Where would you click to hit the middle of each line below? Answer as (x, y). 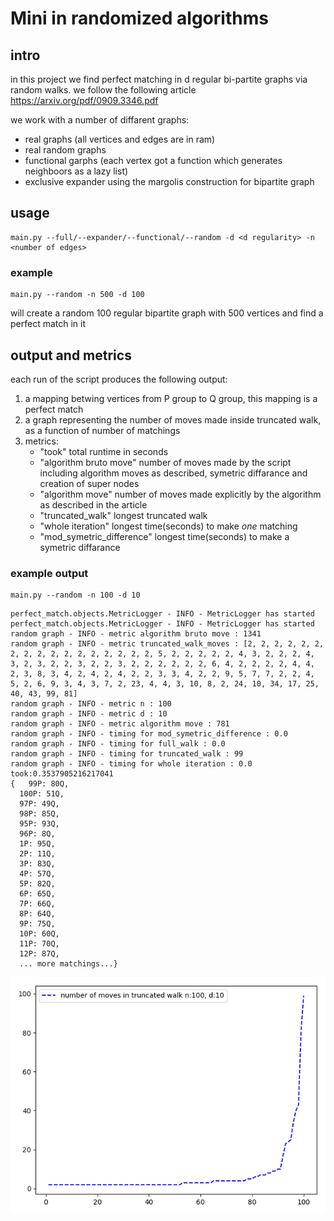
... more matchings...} (68, 964)
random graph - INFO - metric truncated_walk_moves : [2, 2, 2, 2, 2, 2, (167, 644)
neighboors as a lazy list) (76, 171)
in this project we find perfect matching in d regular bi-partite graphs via (159, 79)
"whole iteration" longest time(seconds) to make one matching (168, 526)
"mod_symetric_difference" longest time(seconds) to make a (164, 536)
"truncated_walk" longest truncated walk (123, 515)
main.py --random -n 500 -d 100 (77, 295)
